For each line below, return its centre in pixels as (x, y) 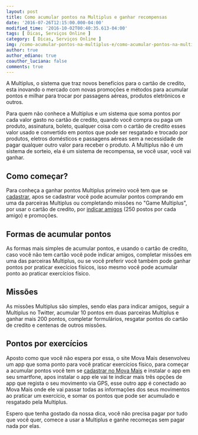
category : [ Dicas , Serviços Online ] (54, 39)
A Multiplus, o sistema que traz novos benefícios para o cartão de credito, (96, 83)
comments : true (25, 66)
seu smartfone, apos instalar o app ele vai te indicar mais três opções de (94, 376)
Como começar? (37, 176)
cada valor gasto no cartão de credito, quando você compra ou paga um (94, 120)
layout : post (22, 12)
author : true (22, 50)
